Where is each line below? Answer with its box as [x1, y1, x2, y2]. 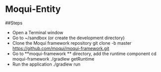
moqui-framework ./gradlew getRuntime [12, 56, 95, 62]
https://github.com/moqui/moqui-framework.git [12, 45, 109, 51]
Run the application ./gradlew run [12, 61, 81, 67]
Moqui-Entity [5, 3, 61, 15]
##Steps [5, 20, 23, 26]
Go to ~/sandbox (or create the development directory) [12, 35, 125, 41]
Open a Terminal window [12, 29, 63, 35]
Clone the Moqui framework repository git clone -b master [12, 40, 132, 46]
